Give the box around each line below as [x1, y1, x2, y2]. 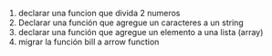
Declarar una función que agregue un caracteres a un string [17, 17, 244, 28]
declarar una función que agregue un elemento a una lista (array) [17, 27, 264, 37]
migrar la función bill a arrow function [17, 36, 160, 47]
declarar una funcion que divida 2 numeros [17, 8, 181, 18]
